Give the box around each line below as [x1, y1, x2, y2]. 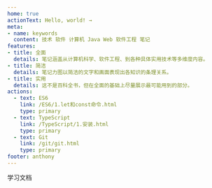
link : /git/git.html [20, 140, 80, 147]
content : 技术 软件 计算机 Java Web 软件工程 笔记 [13, 36, 150, 43]
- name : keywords [7, 29, 58, 37]
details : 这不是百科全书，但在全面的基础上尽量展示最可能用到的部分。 [13, 82, 193, 89]
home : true [7, 10, 39, 17]
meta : [7, 23, 23, 30]
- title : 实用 [7, 75, 47, 82]
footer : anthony [7, 153, 55, 161]
